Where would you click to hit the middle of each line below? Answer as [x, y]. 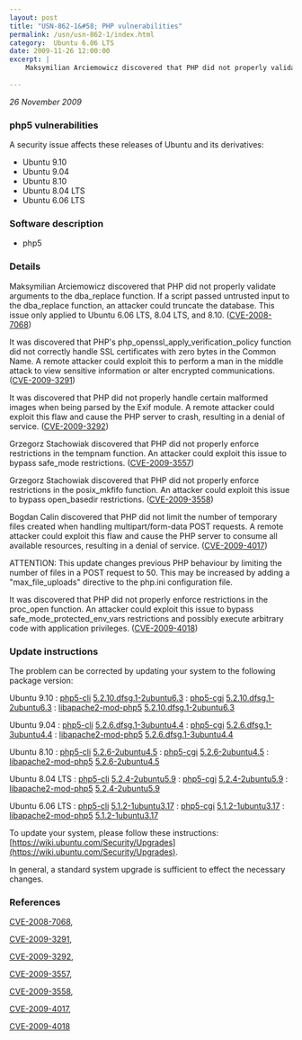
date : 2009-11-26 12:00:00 [60, 51]
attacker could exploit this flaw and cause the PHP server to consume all [144, 535]
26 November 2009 [46, 102]
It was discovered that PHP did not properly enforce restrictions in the [138, 599]
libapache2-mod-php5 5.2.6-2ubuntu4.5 [84, 761]
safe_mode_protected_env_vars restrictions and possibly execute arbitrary [147, 618]
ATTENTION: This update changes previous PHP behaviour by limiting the [146, 562]
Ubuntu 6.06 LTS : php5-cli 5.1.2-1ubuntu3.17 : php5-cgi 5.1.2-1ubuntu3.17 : [147, 805]
